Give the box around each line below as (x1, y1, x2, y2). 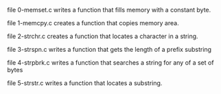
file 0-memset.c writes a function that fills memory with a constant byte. (7, 6, 211, 14)
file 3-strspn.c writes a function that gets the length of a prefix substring (7, 46, 211, 53)
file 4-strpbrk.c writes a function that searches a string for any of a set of (7, 59, 214, 67)
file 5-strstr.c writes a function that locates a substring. (7, 79, 163, 87)
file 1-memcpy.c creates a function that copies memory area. (7, 19, 180, 27)
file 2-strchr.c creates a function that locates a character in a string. (7, 32, 198, 40)
